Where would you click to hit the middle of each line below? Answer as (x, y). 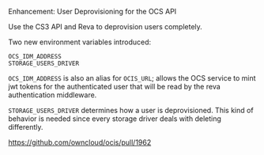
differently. (26, 127)
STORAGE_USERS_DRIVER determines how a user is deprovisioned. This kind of (131, 110)
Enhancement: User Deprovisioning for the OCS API (92, 11)
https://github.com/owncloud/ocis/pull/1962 (80, 142)
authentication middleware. (53, 95)
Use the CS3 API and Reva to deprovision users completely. (106, 26)
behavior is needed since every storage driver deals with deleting (115, 119)
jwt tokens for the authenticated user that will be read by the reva (115, 87)
